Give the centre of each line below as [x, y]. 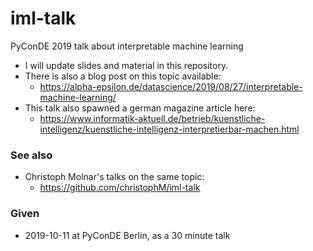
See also [31, 155]
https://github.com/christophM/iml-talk [120, 188]
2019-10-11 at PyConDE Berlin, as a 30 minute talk [127, 235]
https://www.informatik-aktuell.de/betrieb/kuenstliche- [152, 118]
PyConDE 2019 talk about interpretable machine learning [127, 46]
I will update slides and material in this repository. [126, 65]
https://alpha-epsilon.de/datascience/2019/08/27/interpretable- [171, 86]
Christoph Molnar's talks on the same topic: [114, 177]
